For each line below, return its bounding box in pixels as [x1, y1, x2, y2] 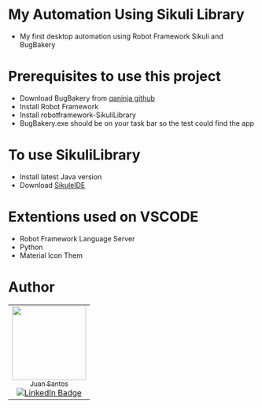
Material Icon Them [19, 250, 83, 260]
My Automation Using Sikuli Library [8, 6, 245, 24]
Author [8, 278, 55, 296]
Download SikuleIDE [19, 180, 86, 189]
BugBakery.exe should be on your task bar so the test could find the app [19, 118, 254, 127]
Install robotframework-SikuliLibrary [19, 110, 136, 119]
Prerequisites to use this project [8, 68, 222, 86]
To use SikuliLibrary [8, 146, 141, 164]
